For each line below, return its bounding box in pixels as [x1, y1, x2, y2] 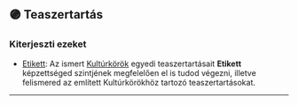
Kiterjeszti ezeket [9, 38, 87, 50]
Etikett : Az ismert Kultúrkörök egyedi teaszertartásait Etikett [21, 58, 242, 69]
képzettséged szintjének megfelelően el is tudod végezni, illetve [21, 67, 257, 78]
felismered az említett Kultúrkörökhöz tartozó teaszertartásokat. [21, 77, 255, 87]
